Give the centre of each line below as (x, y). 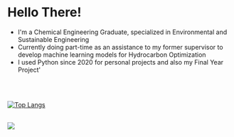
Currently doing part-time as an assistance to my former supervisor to (120, 47)
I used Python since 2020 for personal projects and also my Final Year (121, 62)
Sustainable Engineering (53, 39)
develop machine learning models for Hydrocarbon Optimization (112, 55)
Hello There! (44, 12)
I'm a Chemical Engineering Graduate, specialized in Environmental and (122, 32)
